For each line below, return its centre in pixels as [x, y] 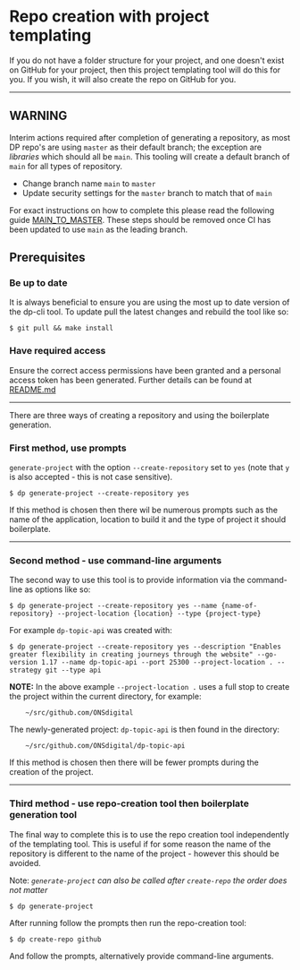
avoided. [25, 863]
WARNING [38, 116]
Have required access [58, 351]
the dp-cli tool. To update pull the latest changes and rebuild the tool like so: [149, 312]
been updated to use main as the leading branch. [99, 229]
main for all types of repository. [66, 166]
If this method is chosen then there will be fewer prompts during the [134, 762]
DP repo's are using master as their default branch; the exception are [135, 147]
